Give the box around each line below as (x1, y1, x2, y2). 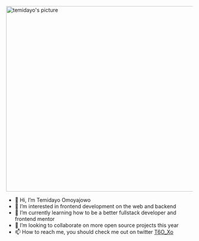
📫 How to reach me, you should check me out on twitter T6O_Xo (14, 229, 174, 235)
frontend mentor (14, 215, 55, 222)
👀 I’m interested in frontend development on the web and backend (14, 203, 176, 210)
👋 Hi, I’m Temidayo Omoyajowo (14, 196, 91, 204)
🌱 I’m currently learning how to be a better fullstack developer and (14, 209, 176, 216)
